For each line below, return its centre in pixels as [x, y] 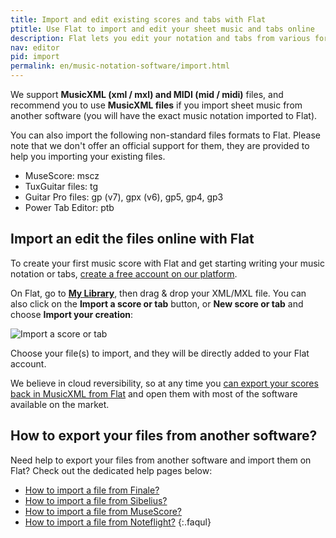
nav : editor [35, 47]
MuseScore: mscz [62, 175]
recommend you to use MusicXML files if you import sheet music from [156, 105]
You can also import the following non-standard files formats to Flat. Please [165, 135]
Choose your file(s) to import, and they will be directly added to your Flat [160, 353]
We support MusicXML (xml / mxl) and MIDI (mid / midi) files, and [147, 94]
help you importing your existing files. [88, 156]
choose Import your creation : [72, 314]
